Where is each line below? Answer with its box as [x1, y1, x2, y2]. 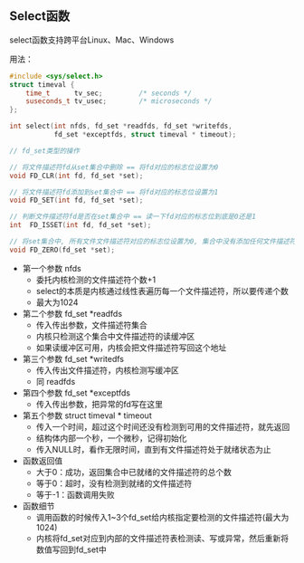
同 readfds [35, 376, 76, 386]
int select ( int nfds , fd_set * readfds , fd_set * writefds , [9, 121, 233, 131]
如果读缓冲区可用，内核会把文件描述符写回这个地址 [35, 342, 227, 353]
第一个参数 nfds [22, 262, 81, 273]
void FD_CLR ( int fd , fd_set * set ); [9, 171, 144, 180]
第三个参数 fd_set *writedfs [22, 353, 125, 364]
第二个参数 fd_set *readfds [22, 308, 123, 319]
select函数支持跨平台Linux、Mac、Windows [9, 34, 175, 45]
